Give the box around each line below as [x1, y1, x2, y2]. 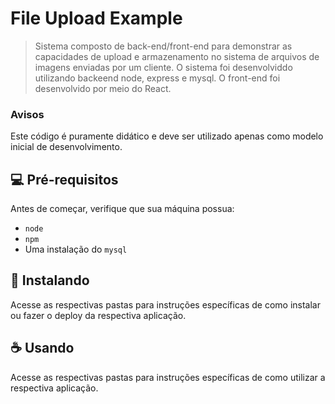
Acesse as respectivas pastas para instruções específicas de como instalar [10, 298, 321, 311]
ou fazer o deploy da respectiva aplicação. [10, 309, 187, 321]
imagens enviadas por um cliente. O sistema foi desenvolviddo [34, 61, 293, 73]
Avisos [10, 107, 45, 121]
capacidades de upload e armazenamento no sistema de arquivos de [34, 50, 320, 62]
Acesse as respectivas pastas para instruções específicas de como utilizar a [10, 371, 326, 383]
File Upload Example [10, 7, 183, 30]
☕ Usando [10, 340, 75, 357]
